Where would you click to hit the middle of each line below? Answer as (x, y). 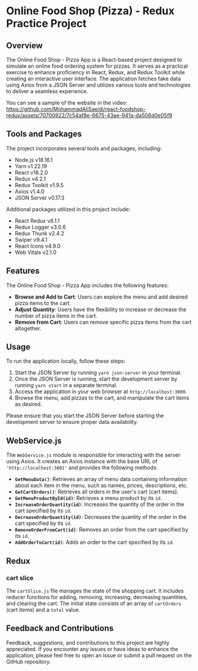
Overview (25, 45)
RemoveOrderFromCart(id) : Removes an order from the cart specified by (101, 530)
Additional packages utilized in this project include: (68, 209)
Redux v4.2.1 (30, 179)
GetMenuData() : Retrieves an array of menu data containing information (101, 479)
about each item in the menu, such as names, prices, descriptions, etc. (101, 486)
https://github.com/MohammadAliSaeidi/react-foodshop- (76, 109)
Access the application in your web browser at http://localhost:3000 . (101, 392)
